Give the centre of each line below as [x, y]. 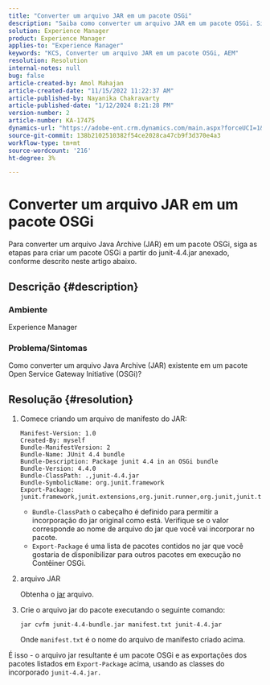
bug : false [27, 76]
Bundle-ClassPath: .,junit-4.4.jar [80, 476]
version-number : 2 [39, 113]
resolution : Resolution [48, 61]
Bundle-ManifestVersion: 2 [65, 448]
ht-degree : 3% [32, 158]
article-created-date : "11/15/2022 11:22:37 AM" [91, 91]
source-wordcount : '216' [50, 151]
